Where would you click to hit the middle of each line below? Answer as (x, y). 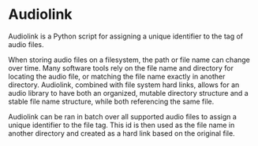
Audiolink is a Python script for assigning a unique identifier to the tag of (126, 36)
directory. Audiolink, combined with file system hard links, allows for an (124, 85)
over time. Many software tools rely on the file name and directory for (121, 68)
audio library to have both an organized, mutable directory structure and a (128, 93)
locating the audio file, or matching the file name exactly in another (117, 76)
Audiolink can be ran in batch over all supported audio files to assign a (122, 116)
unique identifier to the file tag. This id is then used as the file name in (122, 125)
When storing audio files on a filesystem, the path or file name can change (129, 60)
